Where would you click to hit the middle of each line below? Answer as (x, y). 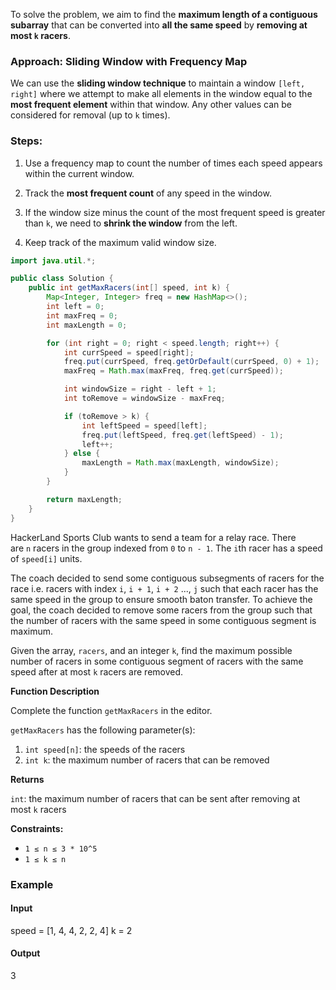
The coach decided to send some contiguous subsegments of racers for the (167, 578)
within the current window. (79, 173)
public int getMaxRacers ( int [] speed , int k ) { (129, 288)
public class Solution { (62, 279)
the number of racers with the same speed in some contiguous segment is (163, 620)
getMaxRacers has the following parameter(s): (103, 730)
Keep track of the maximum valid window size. (120, 242)
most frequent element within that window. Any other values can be (151, 105)
